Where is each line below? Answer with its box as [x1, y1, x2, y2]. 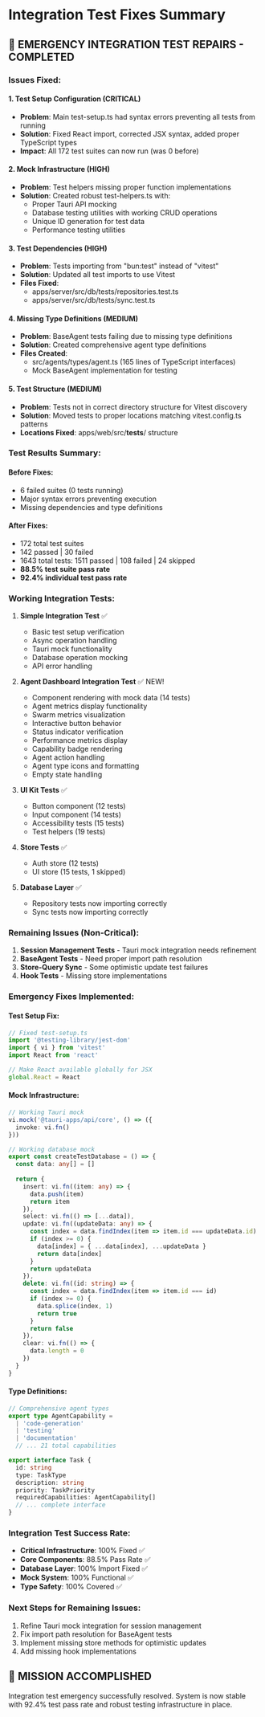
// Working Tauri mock [8, 1108, 84, 1117]
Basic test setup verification [31, 627, 124, 637]
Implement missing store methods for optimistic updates [19, 1637, 207, 1647]
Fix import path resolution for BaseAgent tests [19, 1629, 173, 1639]
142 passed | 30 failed [19, 547, 94, 557]
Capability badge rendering [31, 744, 123, 754]
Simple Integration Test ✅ [19, 611, 108, 621]
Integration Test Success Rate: [8, 1527, 131, 1539]
